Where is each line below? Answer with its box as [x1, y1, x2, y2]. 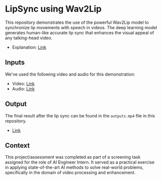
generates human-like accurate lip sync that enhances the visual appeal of [5, 30, 154, 35]
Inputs [5, 58, 25, 66]
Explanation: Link [12, 44, 47, 50]
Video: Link [12, 81, 35, 86]
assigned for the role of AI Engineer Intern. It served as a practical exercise [5, 159, 155, 165]
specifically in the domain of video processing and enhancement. [5, 170, 136, 176]
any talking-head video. [5, 35, 52, 41]
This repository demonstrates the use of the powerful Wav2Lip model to [5, 19, 149, 25]
